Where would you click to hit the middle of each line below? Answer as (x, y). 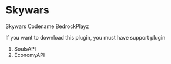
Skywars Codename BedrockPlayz (47, 26)
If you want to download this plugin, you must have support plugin (85, 37)
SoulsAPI (25, 49)
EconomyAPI (29, 55)
